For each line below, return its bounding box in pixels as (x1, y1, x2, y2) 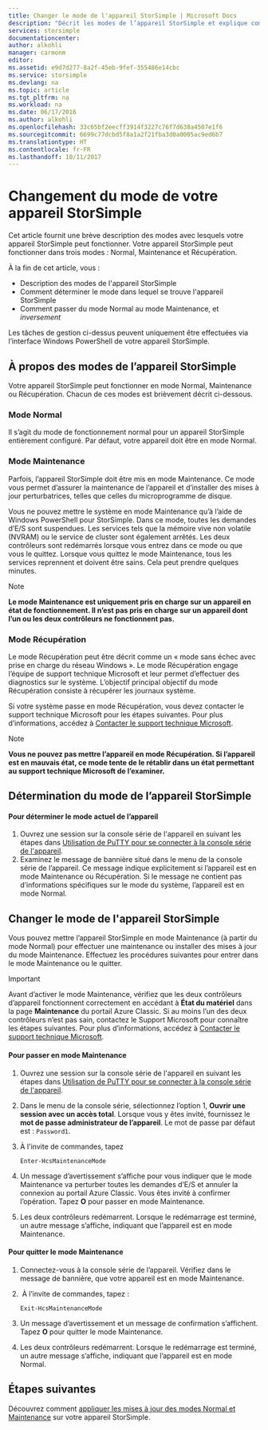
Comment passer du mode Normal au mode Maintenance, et (19, 304, 219, 314)
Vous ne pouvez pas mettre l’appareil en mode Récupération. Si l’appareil (8, 749, 255, 759)
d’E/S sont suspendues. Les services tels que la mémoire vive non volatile (8, 523, 251, 533)
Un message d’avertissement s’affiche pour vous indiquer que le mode (19, 1171, 253, 1181)
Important (8, 974, 41, 983)
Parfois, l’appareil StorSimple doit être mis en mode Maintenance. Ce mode (8, 474, 255, 483)
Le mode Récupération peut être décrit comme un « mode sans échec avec (8, 652, 257, 661)
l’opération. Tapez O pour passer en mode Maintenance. (19, 1196, 205, 1206)
